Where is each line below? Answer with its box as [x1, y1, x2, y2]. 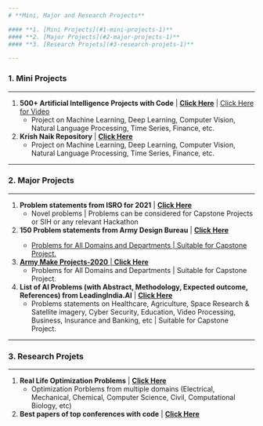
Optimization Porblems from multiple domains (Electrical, [31, 384, 215, 394]
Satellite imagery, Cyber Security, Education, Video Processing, [31, 307, 236, 316]
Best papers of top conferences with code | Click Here [19, 410, 200, 419]
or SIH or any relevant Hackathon [31, 217, 139, 226]
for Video [19, 107, 50, 116]
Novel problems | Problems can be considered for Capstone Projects [31, 209, 253, 218]
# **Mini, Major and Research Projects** [8, 11, 146, 20]
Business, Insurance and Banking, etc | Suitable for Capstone [31, 315, 229, 325]
